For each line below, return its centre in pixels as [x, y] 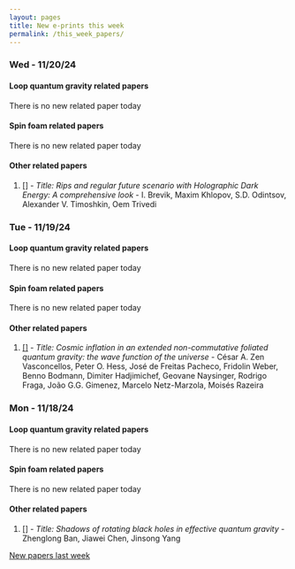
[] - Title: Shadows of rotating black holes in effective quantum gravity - [153, 528]
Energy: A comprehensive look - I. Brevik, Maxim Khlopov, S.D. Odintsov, [154, 195]
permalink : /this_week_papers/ [67, 34]
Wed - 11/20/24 [43, 65]
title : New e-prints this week [67, 26]
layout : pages [35, 17]
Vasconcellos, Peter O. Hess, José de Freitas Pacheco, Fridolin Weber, [150, 366]
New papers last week [50, 555]
